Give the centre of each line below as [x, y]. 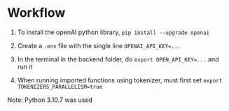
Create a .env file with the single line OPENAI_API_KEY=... [99, 45]
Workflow [36, 13]
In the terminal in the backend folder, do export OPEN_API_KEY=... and [118, 59]
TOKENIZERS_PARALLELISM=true [60, 87]
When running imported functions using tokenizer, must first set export [120, 80]
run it [25, 66]
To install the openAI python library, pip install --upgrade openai [113, 32]
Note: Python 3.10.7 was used [50, 100]
